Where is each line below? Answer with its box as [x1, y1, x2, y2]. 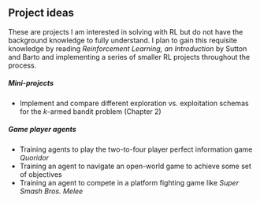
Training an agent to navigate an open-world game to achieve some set [19, 161, 252, 171]
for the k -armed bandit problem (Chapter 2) [19, 106, 162, 116]
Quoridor [19, 152, 50, 162]
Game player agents [8, 125, 76, 134]
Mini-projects [8, 79, 54, 88]
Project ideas [8, 6, 75, 20]
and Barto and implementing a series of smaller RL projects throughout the [8, 52, 251, 61]
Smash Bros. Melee [19, 186, 84, 196]
